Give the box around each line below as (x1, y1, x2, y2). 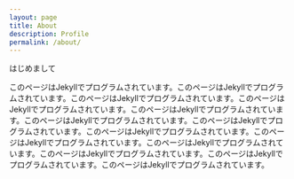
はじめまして (9, 63, 56, 74)
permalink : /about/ (9, 37, 82, 47)
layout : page (9, 12, 58, 22)
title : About (9, 21, 58, 30)
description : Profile (9, 29, 90, 38)
